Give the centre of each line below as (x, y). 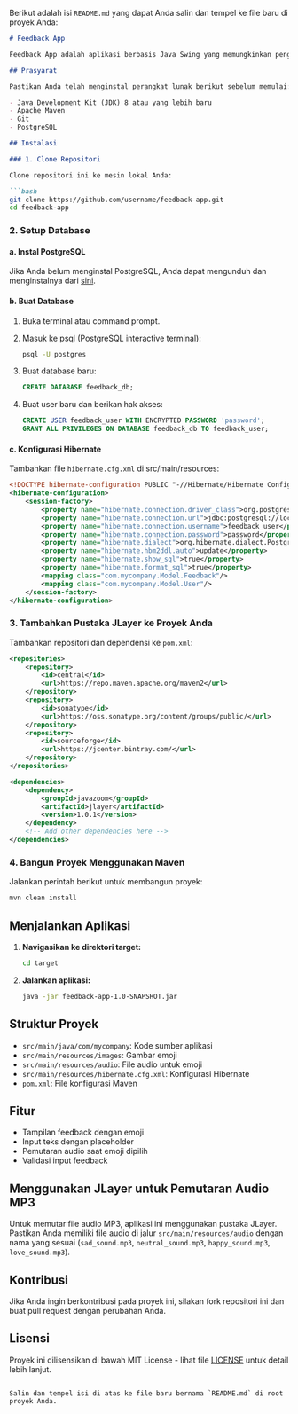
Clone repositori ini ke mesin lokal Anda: (91, 175)
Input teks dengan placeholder (78, 1142)
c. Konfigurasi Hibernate (55, 449)
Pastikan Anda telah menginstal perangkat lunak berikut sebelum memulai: (150, 86)
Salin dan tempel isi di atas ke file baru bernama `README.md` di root (146, 1393)
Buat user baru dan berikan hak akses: (92, 405)
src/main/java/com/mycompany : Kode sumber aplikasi (117, 1045)
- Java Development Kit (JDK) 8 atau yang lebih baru (111, 102)
